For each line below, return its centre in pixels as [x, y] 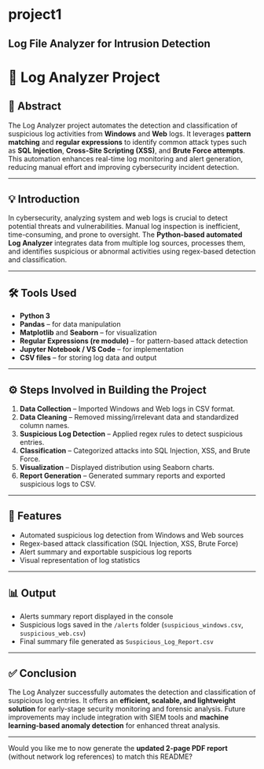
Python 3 [35, 316]
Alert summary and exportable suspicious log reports [106, 552]
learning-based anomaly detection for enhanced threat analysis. [114, 726]
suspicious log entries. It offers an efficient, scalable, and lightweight [122, 701]
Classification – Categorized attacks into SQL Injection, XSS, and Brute [135, 451]
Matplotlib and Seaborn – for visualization [88, 333]
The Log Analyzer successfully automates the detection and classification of [132, 692]
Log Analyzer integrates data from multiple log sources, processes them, [127, 243]
